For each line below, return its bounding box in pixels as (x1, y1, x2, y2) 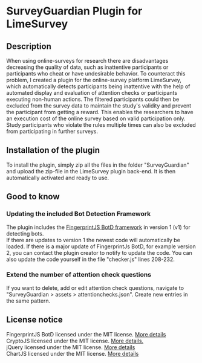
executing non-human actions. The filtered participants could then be (6, 95, 180, 103)
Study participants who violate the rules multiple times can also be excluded (6, 121, 197, 128)
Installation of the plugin (6, 145, 100, 155)
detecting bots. (6, 230, 44, 237)
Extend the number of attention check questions (6, 271, 152, 279)
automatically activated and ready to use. (6, 174, 109, 181)
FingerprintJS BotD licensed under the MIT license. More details (6, 330, 166, 338)
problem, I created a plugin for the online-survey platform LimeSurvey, (6, 77, 181, 83)
